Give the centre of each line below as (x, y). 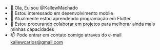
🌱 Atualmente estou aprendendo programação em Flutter (71, 18)
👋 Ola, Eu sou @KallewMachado (44, 8)
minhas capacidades (32, 29)
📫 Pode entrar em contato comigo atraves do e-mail (66, 35)
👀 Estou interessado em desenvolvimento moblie (62, 13)
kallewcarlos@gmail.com (36, 42)
